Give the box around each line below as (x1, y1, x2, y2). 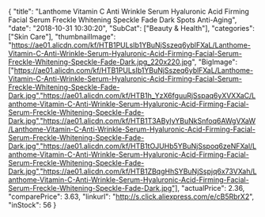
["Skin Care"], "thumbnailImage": (8, 32, 116, 41)
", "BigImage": (191, 57, 238, 67)
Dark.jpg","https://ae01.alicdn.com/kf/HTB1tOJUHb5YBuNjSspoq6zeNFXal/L (8, 142, 257, 150)
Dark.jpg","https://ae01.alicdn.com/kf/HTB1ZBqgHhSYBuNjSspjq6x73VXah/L (8, 166, 257, 176)
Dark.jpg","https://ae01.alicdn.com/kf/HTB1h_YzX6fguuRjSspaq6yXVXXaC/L (8, 91, 256, 100)
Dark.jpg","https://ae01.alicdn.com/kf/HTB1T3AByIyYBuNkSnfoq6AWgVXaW (8, 116, 256, 125)
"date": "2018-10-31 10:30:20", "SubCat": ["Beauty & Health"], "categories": (8, 24, 255, 32)
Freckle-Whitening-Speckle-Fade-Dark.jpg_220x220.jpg (8, 57, 192, 67)
